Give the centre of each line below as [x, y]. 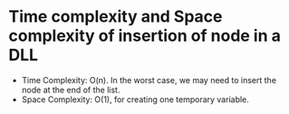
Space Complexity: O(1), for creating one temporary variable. [135, 99]
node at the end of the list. [71, 90]
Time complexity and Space [116, 17]
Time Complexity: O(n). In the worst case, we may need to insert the [149, 80]
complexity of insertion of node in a [145, 36]
